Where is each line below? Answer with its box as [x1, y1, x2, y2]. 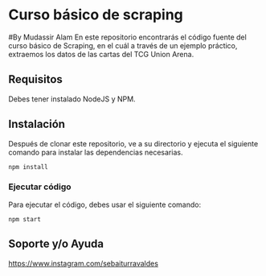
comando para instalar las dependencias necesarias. [8, 147, 183, 157]
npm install [8, 163, 48, 171]
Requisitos [8, 72, 63, 86]
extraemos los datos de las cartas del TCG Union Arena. [8, 49, 194, 59]
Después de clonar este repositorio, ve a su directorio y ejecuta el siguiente [8, 138, 259, 148]
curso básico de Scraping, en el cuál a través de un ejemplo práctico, [8, 40, 238, 50]
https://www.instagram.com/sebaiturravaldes [8, 258, 159, 268]
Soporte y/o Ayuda [8, 237, 104, 251]
